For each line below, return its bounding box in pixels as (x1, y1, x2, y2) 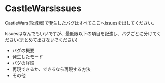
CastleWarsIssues (5, 3, 82, 14)
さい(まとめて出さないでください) (9, 37, 78, 43)
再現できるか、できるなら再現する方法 (12, 66, 91, 72)
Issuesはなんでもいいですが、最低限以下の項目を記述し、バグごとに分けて (5, 30, 157, 36)
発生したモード (12, 53, 43, 60)
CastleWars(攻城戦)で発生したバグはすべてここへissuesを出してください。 (5, 20, 157, 26)
